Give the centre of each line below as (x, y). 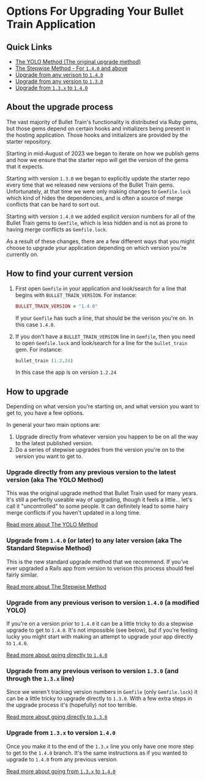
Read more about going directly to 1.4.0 (57, 655)
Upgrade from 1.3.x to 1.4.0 (51, 88)
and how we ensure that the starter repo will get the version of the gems (97, 160)
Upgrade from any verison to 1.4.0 (59, 75)
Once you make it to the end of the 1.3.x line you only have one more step (100, 746)
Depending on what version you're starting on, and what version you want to (103, 406)
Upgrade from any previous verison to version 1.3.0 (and (92, 671)
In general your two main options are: (54, 425)
